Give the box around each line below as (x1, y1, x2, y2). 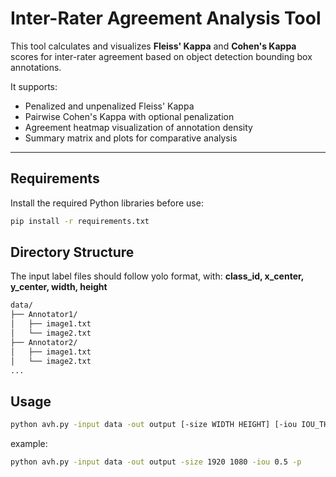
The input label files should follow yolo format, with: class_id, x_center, (10, 270, 305, 282)
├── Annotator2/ (10, 337, 78, 347)
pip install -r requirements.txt (10, 216, 150, 226)
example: (10, 438, 48, 450)
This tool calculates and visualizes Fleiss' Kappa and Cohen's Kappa (10, 40, 297, 52)
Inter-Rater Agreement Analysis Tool (10, 7, 322, 30)
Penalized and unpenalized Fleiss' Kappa (24, 100, 195, 112)
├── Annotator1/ (10, 310, 78, 320)
